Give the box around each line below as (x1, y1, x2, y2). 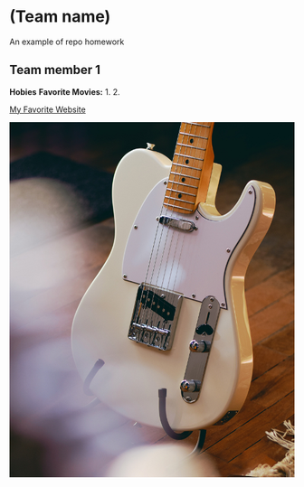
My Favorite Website (9, 104, 86, 115)
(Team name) (9, 6, 111, 27)
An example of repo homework (9, 36, 125, 47)
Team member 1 (9, 62, 101, 78)
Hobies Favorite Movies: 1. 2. (9, 86, 120, 97)
